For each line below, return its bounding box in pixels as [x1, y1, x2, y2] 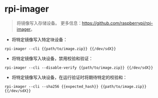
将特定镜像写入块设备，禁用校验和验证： [11, 55, 93, 61]
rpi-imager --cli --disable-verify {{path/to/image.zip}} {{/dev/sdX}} [4, 65, 153, 70]
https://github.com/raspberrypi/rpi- [81, 20, 153, 26]
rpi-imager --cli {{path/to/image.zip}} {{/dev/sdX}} [4, 46, 117, 51]
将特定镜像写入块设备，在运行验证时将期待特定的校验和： [11, 74, 127, 80]
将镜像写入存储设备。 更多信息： [16, 20, 82, 26]
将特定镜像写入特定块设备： [11, 37, 68, 42]
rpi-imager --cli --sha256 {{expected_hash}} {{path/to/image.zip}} [4, 84, 147, 89]
